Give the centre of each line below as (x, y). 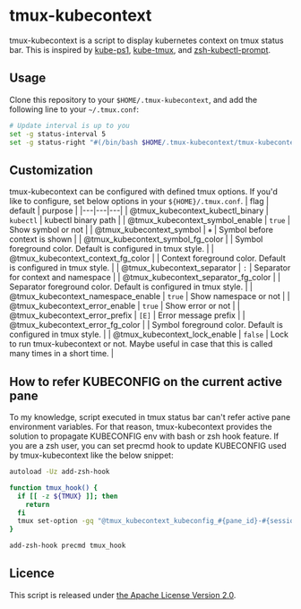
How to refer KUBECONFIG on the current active (146, 382)
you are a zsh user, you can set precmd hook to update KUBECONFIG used (148, 446)
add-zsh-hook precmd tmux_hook (68, 546)
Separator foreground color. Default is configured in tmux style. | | (131, 287)
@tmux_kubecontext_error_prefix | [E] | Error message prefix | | (127, 315)
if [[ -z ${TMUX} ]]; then (68, 496)
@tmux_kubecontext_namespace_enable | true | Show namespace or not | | (150, 296)
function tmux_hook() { (54, 488)
